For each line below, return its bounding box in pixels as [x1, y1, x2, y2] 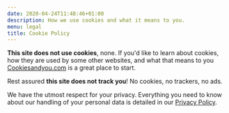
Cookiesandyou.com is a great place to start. [7, 63, 136, 72]
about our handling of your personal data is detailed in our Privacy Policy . [7, 98, 218, 107]
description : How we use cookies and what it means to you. [7, 17, 186, 24]
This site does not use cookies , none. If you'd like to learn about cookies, [7, 49, 219, 57]
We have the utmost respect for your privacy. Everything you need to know [7, 91, 223, 99]
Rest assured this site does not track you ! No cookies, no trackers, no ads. [7, 77, 223, 86]
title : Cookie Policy [7, 29, 70, 37]
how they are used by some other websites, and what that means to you [7, 56, 214, 65]
